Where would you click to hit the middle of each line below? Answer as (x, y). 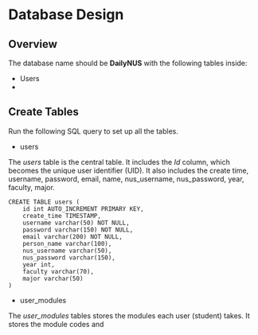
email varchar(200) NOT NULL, (73, 236)
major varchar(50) (53, 279)
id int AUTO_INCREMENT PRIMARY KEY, (84, 208)
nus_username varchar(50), (67, 251)
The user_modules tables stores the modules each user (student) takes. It (129, 315)
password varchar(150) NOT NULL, (78, 230)
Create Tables (44, 112)
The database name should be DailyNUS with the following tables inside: (128, 63)
